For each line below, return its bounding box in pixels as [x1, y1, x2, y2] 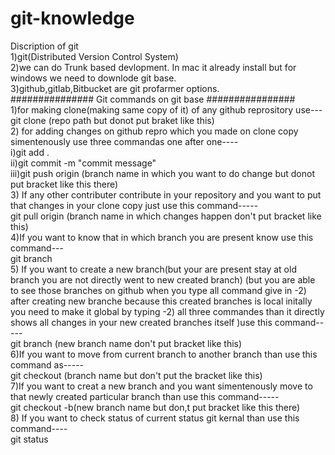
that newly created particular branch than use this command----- [10, 390, 280, 402]
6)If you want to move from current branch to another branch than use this [10, 348, 318, 360]
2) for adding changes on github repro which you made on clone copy [10, 125, 299, 137]
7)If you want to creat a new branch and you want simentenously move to [10, 380, 313, 392]
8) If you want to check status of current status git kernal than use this [10, 412, 300, 424]
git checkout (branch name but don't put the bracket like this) [10, 369, 263, 381]
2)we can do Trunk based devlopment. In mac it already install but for [10, 61, 297, 73]
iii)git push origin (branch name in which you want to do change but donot [10, 167, 316, 179]
